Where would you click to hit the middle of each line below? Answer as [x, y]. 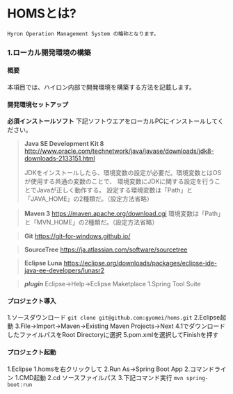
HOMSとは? [42, 14]
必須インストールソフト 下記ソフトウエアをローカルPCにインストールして [112, 121]
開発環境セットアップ [38, 104]
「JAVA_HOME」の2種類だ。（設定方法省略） [88, 199]
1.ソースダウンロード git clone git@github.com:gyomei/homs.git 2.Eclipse [114, 318]
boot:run [20, 385]
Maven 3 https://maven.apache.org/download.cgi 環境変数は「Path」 [124, 214]
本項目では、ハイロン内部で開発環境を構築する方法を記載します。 [102, 88]
